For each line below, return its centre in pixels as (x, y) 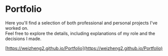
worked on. (17, 28)
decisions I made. (23, 39)
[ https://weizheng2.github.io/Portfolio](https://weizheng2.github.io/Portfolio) (84, 48)
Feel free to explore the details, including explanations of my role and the (80, 33)
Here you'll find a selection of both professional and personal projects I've (81, 23)
